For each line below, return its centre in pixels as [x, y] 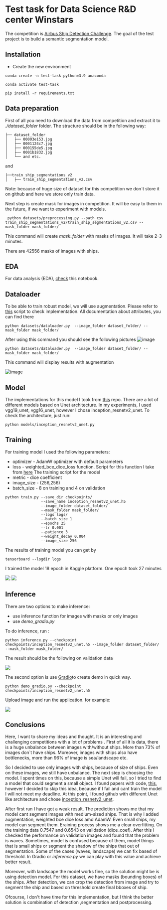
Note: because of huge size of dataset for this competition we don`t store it [82, 188]
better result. [18, 862]
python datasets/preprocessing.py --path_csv [55, 218]
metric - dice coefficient [37, 477]
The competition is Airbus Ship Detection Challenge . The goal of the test [80, 33]
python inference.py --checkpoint [41, 640]
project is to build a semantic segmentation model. [57, 39]
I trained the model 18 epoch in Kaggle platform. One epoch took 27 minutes [83, 568]
